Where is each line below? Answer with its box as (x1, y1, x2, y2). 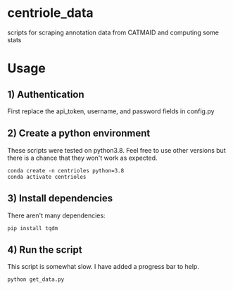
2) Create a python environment (7, 127, 151, 139)
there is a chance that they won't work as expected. (7, 153, 158, 162)
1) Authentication (7, 88, 84, 100)
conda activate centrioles (7, 173, 87, 180)
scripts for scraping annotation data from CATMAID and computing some (7, 28, 220, 37)
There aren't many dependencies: (7, 211, 106, 220)
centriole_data (7, 5, 94, 21)
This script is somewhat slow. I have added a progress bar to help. (7, 263, 199, 271)
